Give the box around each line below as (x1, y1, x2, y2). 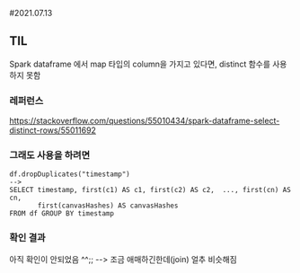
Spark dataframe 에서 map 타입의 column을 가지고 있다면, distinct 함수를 (9, 58, 271, 69)
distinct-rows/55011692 (9, 125, 97, 136)
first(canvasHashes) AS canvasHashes (37, 201, 179, 210)
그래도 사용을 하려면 (9, 149, 91, 162)
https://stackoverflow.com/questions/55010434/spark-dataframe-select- (9, 116, 280, 127)
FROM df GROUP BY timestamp (9, 209, 115, 218)
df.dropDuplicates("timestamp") (9, 170, 130, 179)
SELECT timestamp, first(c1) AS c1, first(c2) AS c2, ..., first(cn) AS (9, 186, 292, 195)
